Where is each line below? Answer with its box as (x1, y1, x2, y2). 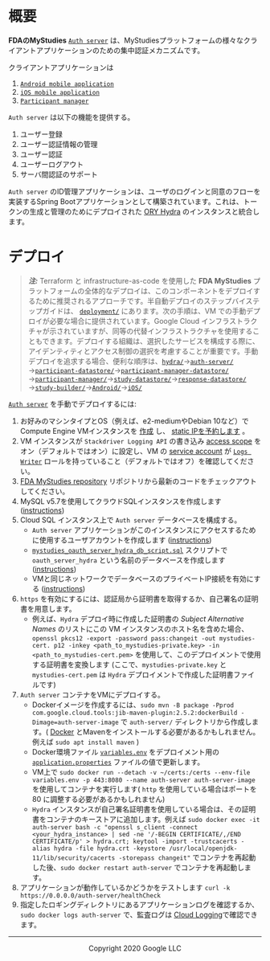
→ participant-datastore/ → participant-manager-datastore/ (27, 365, 229, 374)
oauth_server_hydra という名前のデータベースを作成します (31, 555, 226, 565)
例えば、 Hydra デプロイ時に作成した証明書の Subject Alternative (31, 614, 244, 624)
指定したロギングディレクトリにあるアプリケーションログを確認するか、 (19, 899, 260, 909)
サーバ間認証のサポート (19, 170, 98, 179)
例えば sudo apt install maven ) (31, 737, 140, 746)
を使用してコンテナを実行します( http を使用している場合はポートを (31, 784, 257, 794)
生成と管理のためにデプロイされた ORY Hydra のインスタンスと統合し (29, 207, 260, 216)
